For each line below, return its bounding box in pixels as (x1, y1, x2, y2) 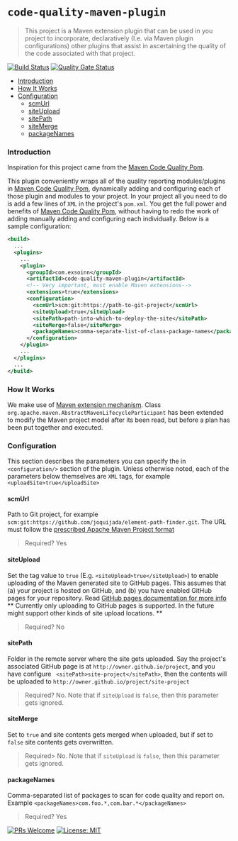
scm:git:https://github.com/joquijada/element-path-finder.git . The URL (7, 518, 227, 526)
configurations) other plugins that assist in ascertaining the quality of (24, 41, 227, 50)
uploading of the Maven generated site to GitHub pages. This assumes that (7, 579, 227, 587)
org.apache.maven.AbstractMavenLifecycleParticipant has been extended (7, 408, 225, 416)
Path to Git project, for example (7, 510, 98, 519)
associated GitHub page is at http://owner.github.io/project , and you (7, 662, 216, 670)
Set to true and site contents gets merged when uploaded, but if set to (7, 730, 214, 739)
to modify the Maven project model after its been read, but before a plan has (7, 416, 230, 424)
